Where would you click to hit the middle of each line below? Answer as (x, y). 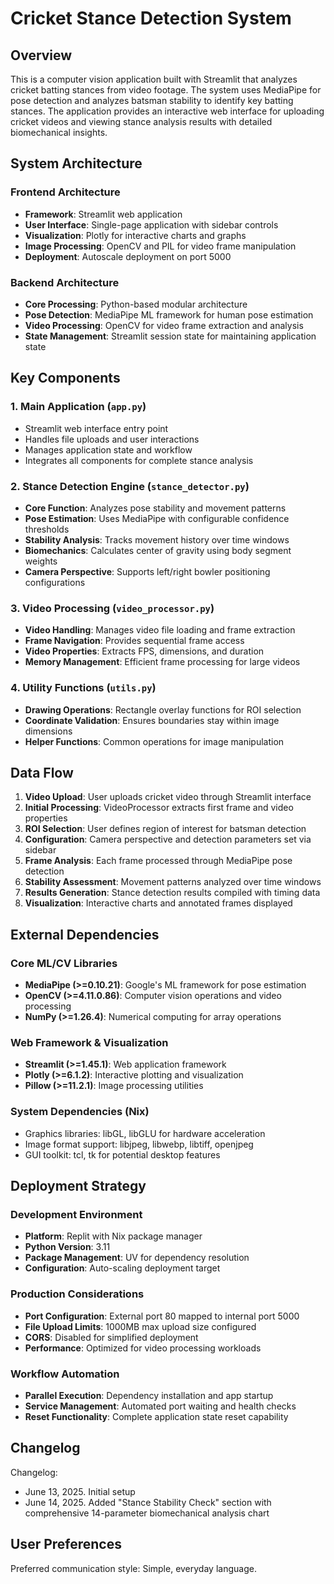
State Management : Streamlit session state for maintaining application (170, 336)
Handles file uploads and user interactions (112, 439)
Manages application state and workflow (108, 449)
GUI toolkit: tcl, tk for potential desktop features (122, 1154)
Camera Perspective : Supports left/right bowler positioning (147, 571)
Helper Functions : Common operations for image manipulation (154, 741)
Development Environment (76, 1214)
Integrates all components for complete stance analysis (139, 460)
